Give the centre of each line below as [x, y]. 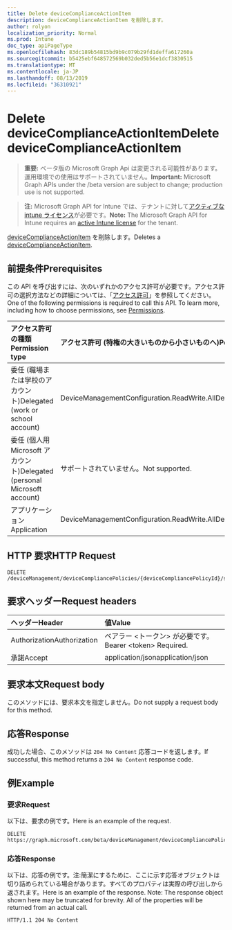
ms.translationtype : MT [41, 65]
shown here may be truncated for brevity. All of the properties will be [105, 900]
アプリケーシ [31, 510]
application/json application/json [156, 657]
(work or [25, 410]
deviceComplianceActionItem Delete [113, 133]
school [22, 419]
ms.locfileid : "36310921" [44, 85]
